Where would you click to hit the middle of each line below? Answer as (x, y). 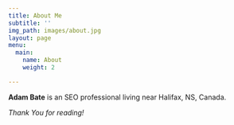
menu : (17, 45)
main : (25, 53)
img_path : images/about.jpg (55, 30)
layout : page (30, 38)
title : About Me (35, 16)
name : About (42, 61)
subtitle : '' (30, 23)
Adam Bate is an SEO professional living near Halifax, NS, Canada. (117, 97)
